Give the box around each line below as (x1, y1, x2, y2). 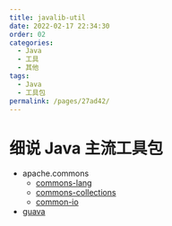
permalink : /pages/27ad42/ (9, 96, 110, 106)
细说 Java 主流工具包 (9, 138, 164, 158)
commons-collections (35, 187, 116, 198)
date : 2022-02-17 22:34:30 (9, 22, 110, 30)
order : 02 (9, 30, 47, 39)
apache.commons (21, 168, 90, 179)
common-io (35, 196, 79, 207)
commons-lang (35, 178, 92, 188)
